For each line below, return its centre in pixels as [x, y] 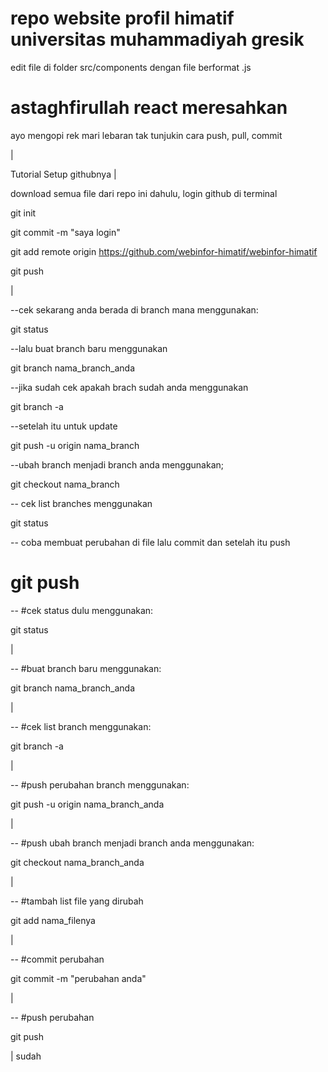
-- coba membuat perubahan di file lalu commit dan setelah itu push [150, 542]
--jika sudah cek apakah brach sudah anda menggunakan [129, 387]
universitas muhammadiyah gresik [157, 39]
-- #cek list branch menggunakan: [81, 726]
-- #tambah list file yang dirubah [77, 901]
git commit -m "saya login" [65, 232]
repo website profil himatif [122, 18]
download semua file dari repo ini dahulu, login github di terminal [144, 193]
